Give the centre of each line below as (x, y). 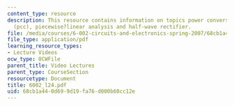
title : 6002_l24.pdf (37, 85)
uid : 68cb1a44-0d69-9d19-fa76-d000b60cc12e (71, 91)
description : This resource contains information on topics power (106, 20)
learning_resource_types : (45, 46)
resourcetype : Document (42, 78)
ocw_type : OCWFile (34, 59)
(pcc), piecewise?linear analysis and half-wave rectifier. (102, 26)
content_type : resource (42, 14)
